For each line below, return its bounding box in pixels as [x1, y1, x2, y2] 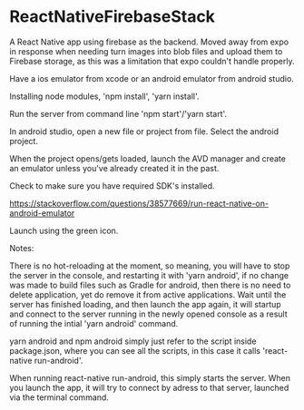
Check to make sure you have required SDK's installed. [9, 180, 215, 191]
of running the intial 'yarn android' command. [9, 317, 179, 328]
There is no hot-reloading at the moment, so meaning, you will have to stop [9, 260, 290, 271]
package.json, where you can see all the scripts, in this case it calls [9, 345, 261, 356]
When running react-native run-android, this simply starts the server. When [9, 372, 291, 383]
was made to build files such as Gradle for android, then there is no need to [9, 279, 291, 290]
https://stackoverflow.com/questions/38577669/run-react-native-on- [9, 198, 270, 209]
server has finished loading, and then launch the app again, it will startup [9, 298, 281, 309]
